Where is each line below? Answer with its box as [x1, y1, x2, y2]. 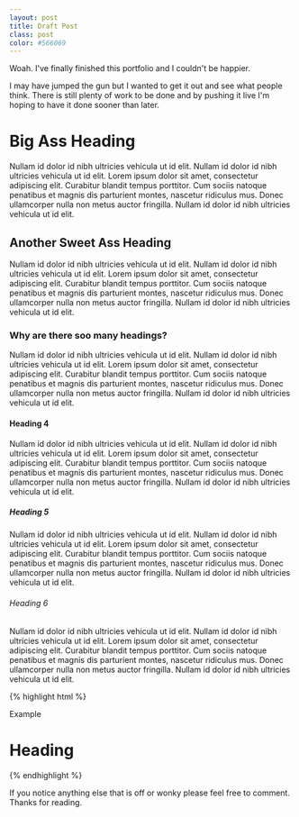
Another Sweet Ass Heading [9, 235, 172, 250]
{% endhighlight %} [9, 769, 83, 780]
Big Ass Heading [9, 132, 136, 151]
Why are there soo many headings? [9, 329, 168, 341]
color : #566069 [9, 38, 67, 48]
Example [9, 708, 42, 719]
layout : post [9, 13, 59, 23]
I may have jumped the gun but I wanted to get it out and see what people [9, 80, 283, 91]
